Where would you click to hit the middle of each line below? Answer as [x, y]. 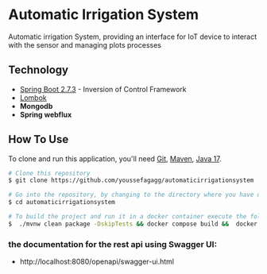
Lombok [33, 98]
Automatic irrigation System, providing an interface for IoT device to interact [133, 37]
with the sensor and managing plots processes [85, 44]
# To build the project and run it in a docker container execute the [128, 217]
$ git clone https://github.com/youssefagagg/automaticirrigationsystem [131, 180]
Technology [39, 70]
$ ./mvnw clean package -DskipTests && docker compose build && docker [133, 224]
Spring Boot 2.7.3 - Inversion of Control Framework [103, 89]
